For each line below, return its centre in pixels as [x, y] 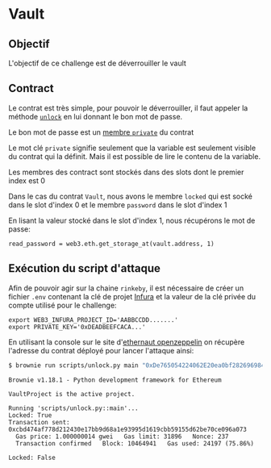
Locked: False [32, 458]
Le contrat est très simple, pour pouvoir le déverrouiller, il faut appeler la [128, 108]
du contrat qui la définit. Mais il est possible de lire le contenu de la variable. [134, 156]
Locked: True [30, 415]
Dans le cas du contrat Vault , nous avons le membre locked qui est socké [130, 196]
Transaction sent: [39, 422]
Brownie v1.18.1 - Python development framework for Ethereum [115, 380]
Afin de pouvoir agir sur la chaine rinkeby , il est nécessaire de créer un [126, 288]
